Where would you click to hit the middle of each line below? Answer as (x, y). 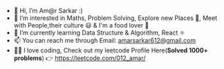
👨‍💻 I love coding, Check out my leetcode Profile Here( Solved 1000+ (111, 50)
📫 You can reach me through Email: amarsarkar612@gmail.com (104, 40)
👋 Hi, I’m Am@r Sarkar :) (48, 11)
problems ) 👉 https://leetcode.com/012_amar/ (80, 58)
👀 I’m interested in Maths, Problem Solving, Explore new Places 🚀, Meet (115, 18)
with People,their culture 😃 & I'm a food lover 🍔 (81, 25)
